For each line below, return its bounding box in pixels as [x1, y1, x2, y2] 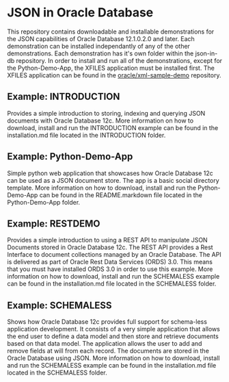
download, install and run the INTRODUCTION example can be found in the [7, 123, 219, 131]
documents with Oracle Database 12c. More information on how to [7, 116, 193, 125]
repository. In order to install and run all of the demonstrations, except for [16, 56, 223, 64]
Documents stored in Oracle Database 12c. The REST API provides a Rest [7, 243, 213, 251]
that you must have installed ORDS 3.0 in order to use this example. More [7, 265, 213, 273]
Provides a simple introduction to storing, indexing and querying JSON [7, 109, 206, 117]
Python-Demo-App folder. [7, 198, 81, 206]
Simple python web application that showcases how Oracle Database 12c [7, 169, 213, 177]
